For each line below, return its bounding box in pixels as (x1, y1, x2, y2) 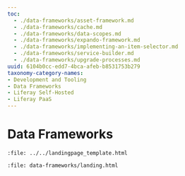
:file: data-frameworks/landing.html (7, 162, 119, 169)
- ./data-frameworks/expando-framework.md (13, 37, 141, 44)
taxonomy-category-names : (7, 69, 83, 76)
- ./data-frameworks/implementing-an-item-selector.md (13, 43, 179, 50)
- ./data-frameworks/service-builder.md (13, 50, 134, 57)
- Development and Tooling (7, 76, 87, 83)
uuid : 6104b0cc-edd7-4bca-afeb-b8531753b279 (7, 63, 141, 70)
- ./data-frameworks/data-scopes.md (13, 30, 121, 37)
